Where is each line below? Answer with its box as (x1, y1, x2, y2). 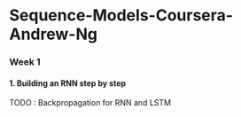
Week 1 (9, 56, 42, 68)
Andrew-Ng (9, 24, 97, 44)
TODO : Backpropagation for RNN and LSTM (9, 97, 171, 108)
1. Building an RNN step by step (9, 77, 127, 89)
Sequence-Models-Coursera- (9, 5, 233, 26)
